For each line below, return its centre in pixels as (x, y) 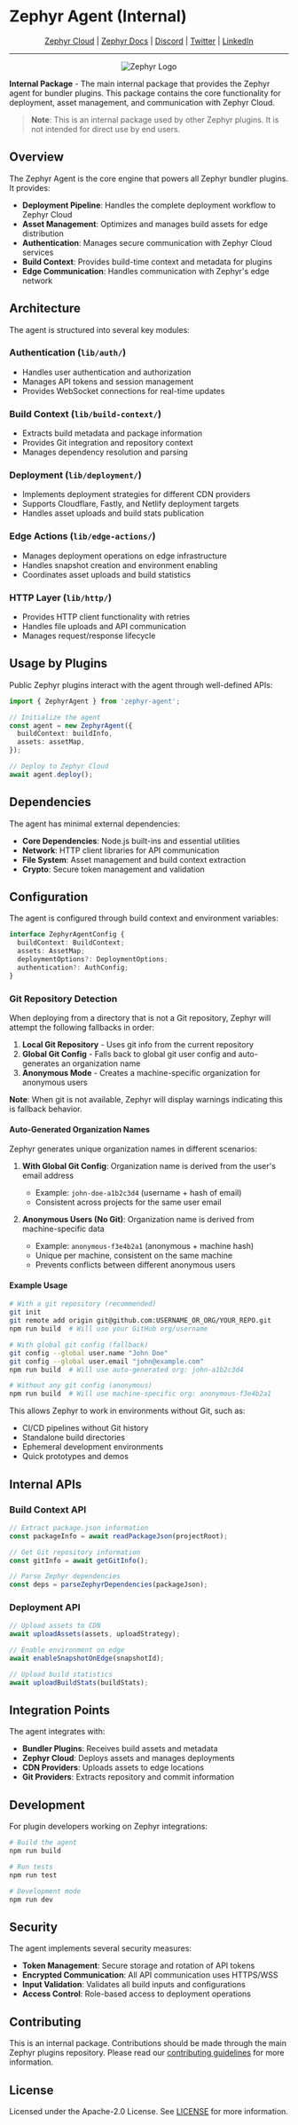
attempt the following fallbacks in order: (82, 1028)
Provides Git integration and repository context (107, 443)
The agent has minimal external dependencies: (95, 824)
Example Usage (39, 1285)
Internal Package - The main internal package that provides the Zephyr (140, 83)
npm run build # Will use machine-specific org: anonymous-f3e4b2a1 (141, 1394)
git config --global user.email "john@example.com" (106, 1361)
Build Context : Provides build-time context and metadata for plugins (147, 261)
